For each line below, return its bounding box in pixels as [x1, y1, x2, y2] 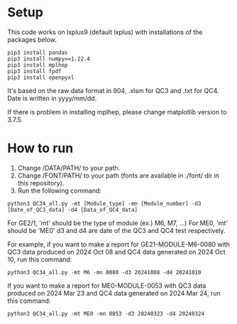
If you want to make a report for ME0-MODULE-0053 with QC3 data [7, 281, 206, 290]
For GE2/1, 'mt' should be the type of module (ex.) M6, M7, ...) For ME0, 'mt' [7, 218, 228, 227]
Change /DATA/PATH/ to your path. [17, 163, 121, 172]
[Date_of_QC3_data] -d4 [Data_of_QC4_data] [7, 206, 138, 213]
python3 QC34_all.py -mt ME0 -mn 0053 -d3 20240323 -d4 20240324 [7, 310, 204, 317]
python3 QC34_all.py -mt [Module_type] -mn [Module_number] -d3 [7, 200, 202, 207]
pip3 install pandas [7, 49, 69, 56]
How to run [7, 140, 74, 156]
